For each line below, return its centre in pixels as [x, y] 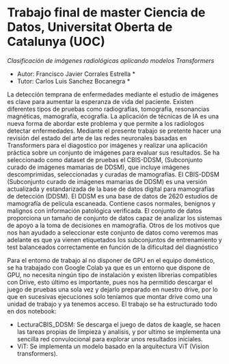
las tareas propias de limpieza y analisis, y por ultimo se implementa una [119, 331]
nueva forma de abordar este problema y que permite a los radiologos [106, 123]
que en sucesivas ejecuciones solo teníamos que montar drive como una [110, 296]
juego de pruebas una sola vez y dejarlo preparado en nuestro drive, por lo [113, 289]
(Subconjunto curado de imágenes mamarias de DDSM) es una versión [107, 181]
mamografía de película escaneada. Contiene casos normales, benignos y [111, 203]
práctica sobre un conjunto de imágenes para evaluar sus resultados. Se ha [113, 153]
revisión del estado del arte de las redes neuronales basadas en [97, 138]
